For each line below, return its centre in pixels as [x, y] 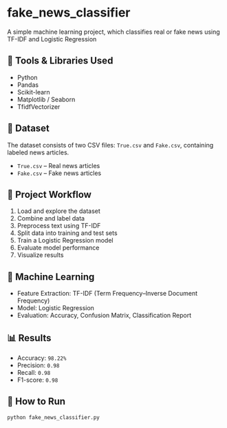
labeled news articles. [38, 152]
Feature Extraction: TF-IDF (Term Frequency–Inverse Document [107, 294]
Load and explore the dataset [59, 211]
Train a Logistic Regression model [65, 241]
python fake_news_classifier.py [53, 417]
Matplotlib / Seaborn [46, 99]
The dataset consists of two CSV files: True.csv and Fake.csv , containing [110, 145]
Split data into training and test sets [67, 233]
